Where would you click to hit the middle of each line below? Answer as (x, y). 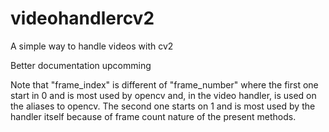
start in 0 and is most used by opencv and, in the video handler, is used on (163, 95)
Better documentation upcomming (81, 65)
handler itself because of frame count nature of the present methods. (153, 116)
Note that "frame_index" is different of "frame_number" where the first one (164, 84)
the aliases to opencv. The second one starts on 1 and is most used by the (163, 106)
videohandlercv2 (82, 18)
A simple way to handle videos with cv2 (92, 46)
